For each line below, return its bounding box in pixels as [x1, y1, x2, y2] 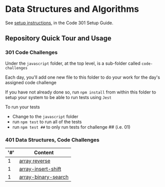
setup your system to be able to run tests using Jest [5, 94, 112, 100]
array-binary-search [19, 173, 69, 180]
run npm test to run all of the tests [12, 119, 82, 125]
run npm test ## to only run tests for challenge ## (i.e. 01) [12, 124, 131, 130]
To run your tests [5, 104, 40, 110]
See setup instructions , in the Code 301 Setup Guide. [5, 20, 113, 26]
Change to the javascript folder [12, 113, 79, 119]
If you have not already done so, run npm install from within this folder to [5, 89, 157, 95]
